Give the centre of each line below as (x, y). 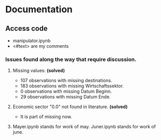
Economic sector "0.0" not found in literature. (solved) (70, 107)
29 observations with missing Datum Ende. (65, 97)
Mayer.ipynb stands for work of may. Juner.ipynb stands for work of (84, 127)
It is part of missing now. (46, 117)
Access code (26, 28)
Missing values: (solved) (39, 71)
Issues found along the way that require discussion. (71, 59)
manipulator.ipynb (32, 41)
